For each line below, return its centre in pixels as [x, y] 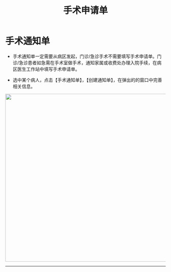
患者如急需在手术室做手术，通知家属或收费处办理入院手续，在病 [95, 62]
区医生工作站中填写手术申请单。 [46, 69]
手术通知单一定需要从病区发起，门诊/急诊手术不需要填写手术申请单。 [85, 56]
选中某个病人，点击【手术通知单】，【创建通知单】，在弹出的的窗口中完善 [87, 80]
